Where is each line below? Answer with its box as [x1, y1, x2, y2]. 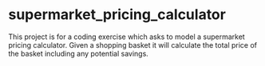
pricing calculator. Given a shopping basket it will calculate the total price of [8, 40, 258, 49]
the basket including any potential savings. [8, 49, 149, 58]
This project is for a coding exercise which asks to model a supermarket [8, 32, 245, 41]
